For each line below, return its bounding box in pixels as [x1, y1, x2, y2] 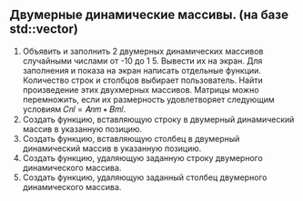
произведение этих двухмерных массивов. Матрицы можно [22, 84, 259, 95]
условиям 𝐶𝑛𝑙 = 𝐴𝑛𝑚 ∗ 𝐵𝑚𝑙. [22, 104, 126, 115]
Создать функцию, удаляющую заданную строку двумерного [22, 152, 264, 163]
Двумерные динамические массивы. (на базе [9, 7, 289, 23]
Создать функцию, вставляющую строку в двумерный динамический [22, 114, 295, 125]
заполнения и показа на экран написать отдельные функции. [22, 65, 262, 75]
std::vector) [9, 22, 79, 37]
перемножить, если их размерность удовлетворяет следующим [22, 94, 275, 105]
